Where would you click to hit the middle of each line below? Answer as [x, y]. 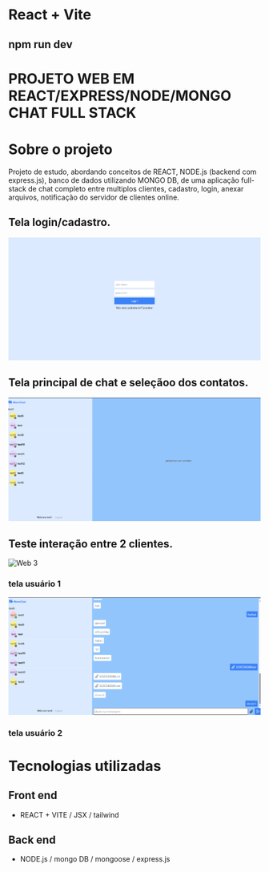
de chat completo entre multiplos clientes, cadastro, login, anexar [136, 188]
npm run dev [41, 44]
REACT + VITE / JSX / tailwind [69, 814]
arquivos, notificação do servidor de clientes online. [94, 197]
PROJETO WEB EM [71, 79]
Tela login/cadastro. [60, 222]
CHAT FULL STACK [72, 113]
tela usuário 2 [35, 733]
